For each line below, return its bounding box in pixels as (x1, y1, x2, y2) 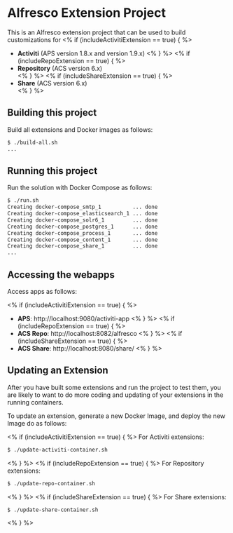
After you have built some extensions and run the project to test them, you (7, 383, 222, 391)
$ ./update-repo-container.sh (7, 480, 96, 487)
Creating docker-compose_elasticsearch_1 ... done (7, 210, 158, 217)
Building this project (7, 107, 97, 119)
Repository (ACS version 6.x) (17, 64, 103, 72)
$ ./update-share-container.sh (7, 506, 99, 513)
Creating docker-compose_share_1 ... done (7, 243, 158, 250)
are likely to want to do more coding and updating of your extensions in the (7, 391, 224, 399)
